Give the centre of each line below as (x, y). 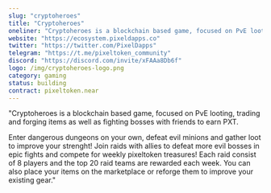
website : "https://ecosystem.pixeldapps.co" (84, 38)
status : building (38, 83)
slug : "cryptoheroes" (45, 16)
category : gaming (38, 76)
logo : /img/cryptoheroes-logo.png (67, 68)
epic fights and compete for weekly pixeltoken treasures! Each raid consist (132, 154)
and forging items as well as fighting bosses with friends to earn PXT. (124, 122)
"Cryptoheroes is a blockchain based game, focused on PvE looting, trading (134, 113)
